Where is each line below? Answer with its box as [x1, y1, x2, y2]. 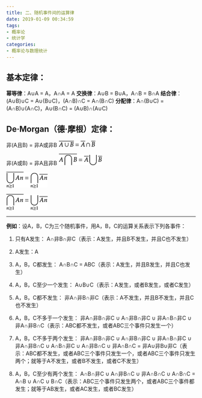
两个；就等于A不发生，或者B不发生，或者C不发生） [14, 357, 142, 364]
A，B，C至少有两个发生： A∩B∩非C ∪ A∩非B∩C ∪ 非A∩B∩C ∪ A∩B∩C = [14, 370, 196, 377]
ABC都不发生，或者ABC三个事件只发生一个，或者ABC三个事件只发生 [25, 350, 195, 357]
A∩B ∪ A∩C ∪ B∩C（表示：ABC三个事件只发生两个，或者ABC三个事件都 [14, 377, 195, 385]
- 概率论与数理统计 [6, 48, 48, 54]
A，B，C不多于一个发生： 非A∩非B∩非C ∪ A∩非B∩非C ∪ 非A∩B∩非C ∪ [14, 314, 192, 321]
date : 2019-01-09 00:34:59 [6, 16, 74, 22]
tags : [6, 22, 20, 28]
